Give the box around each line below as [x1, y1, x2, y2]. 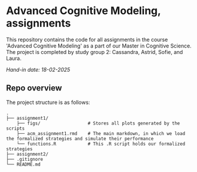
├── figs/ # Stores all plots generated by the [16, 120, 181, 126]
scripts [6, 125, 25, 131]
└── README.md [6, 161, 41, 167]
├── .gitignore [6, 156, 44, 162]
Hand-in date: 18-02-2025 [6, 66, 71, 73]
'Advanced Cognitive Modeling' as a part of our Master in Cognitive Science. [6, 42, 192, 49]
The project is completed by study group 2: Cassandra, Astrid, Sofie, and [6, 48, 183, 55]
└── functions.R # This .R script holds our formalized [16, 141, 185, 147]
